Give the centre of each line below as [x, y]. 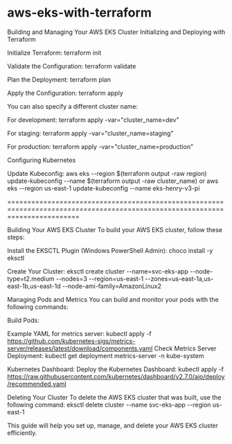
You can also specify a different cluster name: [73, 106]
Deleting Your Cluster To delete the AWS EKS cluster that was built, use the [114, 397]
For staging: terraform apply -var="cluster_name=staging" [91, 133]
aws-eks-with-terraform [80, 13]
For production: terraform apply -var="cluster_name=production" [100, 146]
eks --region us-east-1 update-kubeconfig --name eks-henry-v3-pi [104, 188]
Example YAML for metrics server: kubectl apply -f [79, 333]
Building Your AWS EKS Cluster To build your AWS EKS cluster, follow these [115, 229]
